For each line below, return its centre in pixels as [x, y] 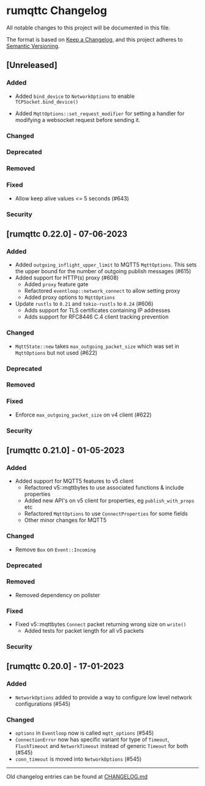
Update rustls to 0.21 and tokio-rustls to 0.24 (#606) [84, 304]
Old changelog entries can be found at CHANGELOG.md [77, 777]
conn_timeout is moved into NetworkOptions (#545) [78, 759]
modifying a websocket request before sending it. [77, 119]
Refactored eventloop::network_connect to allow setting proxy [102, 291]
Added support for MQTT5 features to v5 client [74, 481]
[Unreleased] [32, 65]
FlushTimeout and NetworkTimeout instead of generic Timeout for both [102, 746]
